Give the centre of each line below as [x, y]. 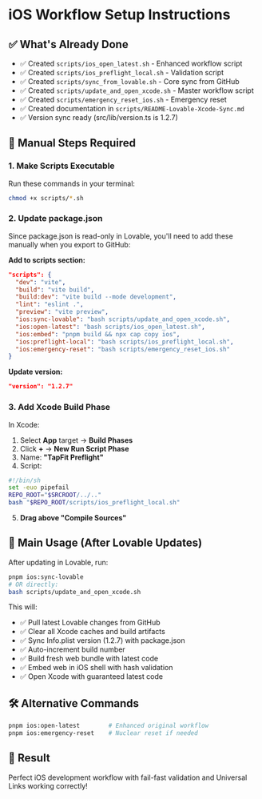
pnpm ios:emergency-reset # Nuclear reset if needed [103, 733]
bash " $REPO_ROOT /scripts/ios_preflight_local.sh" [94, 503]
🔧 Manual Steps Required [72, 143]
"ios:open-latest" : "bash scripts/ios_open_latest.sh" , [110, 327]
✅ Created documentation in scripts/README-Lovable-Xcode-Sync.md [132, 108]
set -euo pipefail [39, 488]
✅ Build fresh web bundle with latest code [89, 659]
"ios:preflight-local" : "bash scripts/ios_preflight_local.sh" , [125, 342]
